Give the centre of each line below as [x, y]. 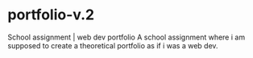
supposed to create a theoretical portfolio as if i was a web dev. [113, 45]
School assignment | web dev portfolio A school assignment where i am [126, 37]
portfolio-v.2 [51, 15]
